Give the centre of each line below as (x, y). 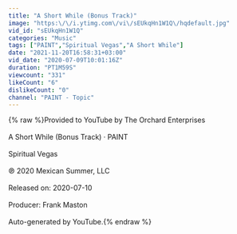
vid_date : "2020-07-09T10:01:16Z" (66, 61)
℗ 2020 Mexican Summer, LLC (59, 171)
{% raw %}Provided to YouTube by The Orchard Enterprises (107, 120)
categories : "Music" (43, 38)
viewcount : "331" (37, 75)
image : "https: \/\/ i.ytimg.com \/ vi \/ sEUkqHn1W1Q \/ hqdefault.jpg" (119, 23)
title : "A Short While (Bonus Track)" (73, 16)
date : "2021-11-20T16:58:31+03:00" (67, 53)
